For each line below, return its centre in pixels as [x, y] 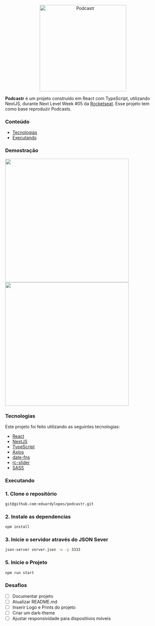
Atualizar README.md [35, 602]
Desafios [16, 585]
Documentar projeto [33, 596]
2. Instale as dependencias [38, 516]
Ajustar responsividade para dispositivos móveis [61, 619]
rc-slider [21, 462]
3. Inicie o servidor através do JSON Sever [57, 540]
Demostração [22, 151]
